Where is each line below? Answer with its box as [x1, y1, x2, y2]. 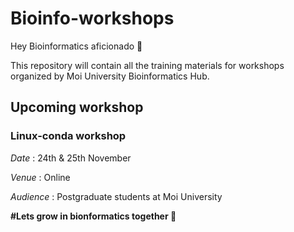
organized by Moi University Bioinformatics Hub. [10, 70, 210, 82]
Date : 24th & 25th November [10, 152, 132, 164]
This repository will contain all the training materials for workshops [10, 59, 285, 71]
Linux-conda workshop [10, 129, 127, 143]
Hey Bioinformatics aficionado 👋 [10, 40, 143, 52]
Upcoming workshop [10, 99, 144, 116]
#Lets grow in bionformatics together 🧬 [10, 210, 177, 222]
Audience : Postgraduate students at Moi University [10, 190, 223, 202]
